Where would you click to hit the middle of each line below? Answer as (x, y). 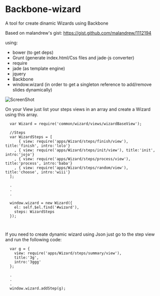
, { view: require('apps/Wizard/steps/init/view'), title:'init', (85, 150)
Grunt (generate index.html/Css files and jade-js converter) (73, 58)
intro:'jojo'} (20, 154)
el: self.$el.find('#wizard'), (47, 207)
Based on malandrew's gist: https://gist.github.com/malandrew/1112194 (78, 33)
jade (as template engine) (39, 68)
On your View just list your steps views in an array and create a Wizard (78, 109)
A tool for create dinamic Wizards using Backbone (57, 23)
